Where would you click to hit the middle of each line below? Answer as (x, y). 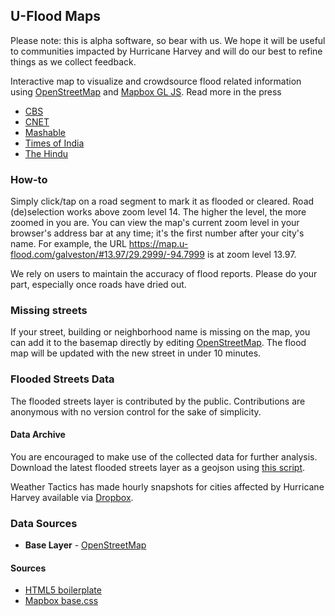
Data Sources (44, 523)
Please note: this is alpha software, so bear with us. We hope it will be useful (168, 40)
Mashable (45, 132)
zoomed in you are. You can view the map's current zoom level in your (155, 223)
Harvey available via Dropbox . (72, 497)
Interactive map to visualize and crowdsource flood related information (156, 81)
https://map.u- (158, 244)
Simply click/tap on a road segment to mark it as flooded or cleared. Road (162, 201)
